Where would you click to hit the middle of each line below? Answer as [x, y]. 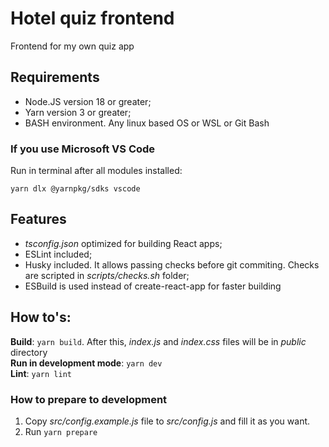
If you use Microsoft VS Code [83, 149]
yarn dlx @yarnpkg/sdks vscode [75, 189]
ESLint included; [58, 254]
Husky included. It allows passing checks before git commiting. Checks [172, 264]
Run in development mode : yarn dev [86, 363]
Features [38, 219]
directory [29, 352]
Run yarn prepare [61, 431]
